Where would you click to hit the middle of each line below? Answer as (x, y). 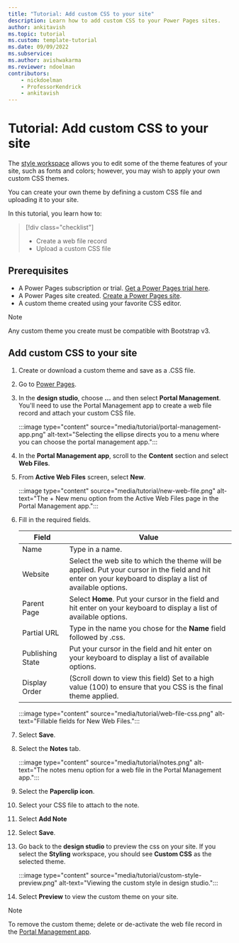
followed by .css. (97, 637)
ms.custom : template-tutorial (53, 41)
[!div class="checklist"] (60, 228)
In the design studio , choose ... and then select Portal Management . (119, 398)
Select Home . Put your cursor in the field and (144, 599)
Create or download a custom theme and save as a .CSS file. (107, 370)
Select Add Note (43, 819)
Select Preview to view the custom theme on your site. (98, 896)
